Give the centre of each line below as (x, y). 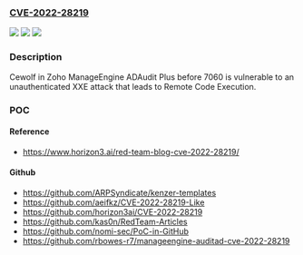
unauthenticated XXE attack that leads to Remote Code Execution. (133, 86)
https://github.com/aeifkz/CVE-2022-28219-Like (113, 202)
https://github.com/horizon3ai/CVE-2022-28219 (112, 211)
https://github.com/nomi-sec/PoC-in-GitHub (105, 231)
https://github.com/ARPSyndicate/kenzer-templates (119, 192)
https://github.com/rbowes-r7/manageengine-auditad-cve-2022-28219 (156, 240)
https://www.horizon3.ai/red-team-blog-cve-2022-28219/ (131, 152)
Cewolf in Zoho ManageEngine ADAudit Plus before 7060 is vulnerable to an (152, 77)
